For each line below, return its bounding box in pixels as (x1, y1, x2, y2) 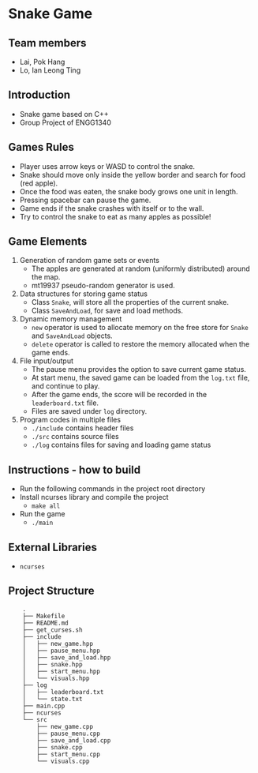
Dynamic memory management (19, 314, 122, 324)
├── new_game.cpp (36, 722, 93, 730)
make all (31, 502, 61, 510)
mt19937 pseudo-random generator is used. (31, 281, 175, 291)
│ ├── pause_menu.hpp (22, 647, 101, 655)
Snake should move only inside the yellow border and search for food (19, 170, 246, 179)
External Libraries (8, 540, 97, 553)
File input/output (19, 356, 73, 366)
